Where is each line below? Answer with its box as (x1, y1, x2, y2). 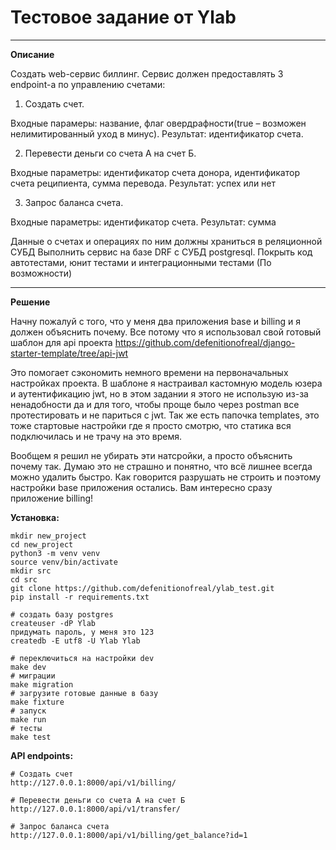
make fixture (10, 697, 65, 707)
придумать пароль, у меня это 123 (10, 627, 155, 637)
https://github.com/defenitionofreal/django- (114, 336, 296, 348)
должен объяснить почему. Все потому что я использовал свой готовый (10, 326, 322, 338)
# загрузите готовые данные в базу (10, 688, 159, 698)
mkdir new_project (10, 531, 87, 541)
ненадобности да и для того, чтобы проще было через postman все (10, 398, 300, 410)
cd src (10, 574, 38, 585)
